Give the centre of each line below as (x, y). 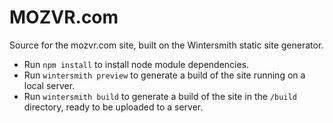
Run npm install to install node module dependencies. (136, 64)
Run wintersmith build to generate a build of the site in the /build (160, 96)
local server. (49, 85)
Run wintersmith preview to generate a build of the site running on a (164, 75)
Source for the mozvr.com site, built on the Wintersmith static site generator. (166, 45)
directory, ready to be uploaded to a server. (113, 107)
